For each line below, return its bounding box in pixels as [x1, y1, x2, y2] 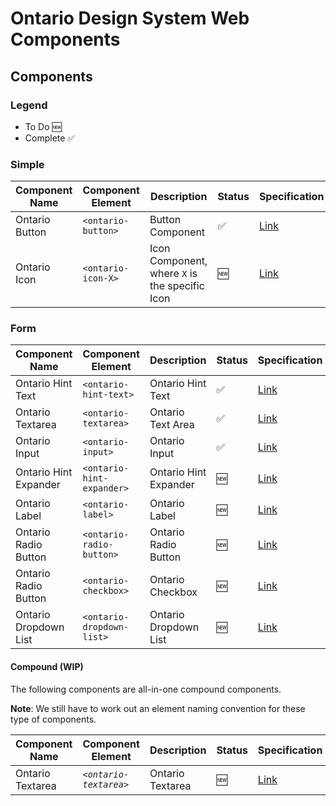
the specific [149, 279, 205, 293]
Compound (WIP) [10, 661, 84, 673]
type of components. [10, 713, 97, 725]
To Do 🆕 [24, 120, 62, 132]
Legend [10, 98, 48, 112]
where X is [149, 267, 198, 281]
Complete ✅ [24, 132, 76, 144]
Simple [10, 157, 45, 171]
